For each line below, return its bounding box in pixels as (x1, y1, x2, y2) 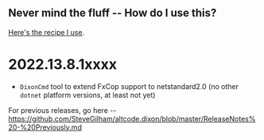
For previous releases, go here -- (8, 105, 117, 115)
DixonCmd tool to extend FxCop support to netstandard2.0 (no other (19, 81, 239, 91)
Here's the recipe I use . (8, 27, 85, 37)
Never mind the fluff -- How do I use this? (8, 6, 217, 20)
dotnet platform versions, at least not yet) (19, 90, 156, 99)
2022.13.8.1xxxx (8, 56, 118, 73)
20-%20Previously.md (8, 122, 82, 132)
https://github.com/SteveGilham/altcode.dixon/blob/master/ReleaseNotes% (8, 114, 256, 123)
